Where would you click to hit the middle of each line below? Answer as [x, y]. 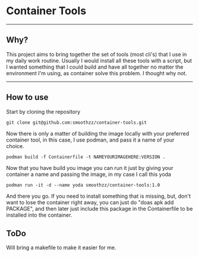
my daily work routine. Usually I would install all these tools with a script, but [99, 60]
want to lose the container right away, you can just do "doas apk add [90, 202]
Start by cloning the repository [43, 111]
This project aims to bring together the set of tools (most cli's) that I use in [97, 54]
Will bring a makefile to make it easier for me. [61, 248]
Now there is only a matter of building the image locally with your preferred [98, 133]
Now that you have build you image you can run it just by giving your [90, 168]
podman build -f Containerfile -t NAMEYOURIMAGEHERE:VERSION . [86, 157]
